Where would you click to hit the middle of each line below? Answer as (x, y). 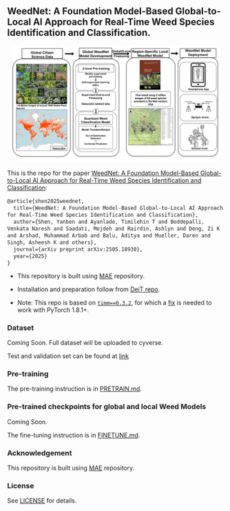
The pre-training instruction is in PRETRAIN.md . (75, 389)
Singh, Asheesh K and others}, (52, 242)
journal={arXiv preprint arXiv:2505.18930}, (78, 249)
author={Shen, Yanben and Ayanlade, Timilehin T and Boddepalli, (109, 222)
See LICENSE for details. (42, 501)
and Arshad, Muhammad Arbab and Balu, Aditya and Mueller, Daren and (109, 236)
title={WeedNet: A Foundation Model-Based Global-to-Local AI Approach (118, 208)
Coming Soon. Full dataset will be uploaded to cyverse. (85, 343)
